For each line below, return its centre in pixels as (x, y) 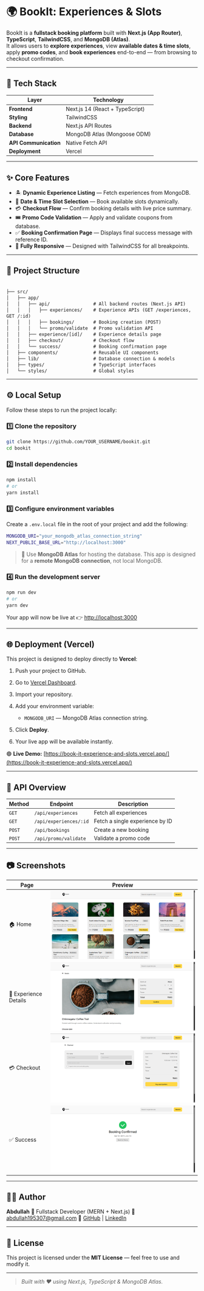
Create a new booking (121, 829)
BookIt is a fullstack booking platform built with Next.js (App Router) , (94, 33)
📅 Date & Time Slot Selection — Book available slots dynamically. (97, 202)
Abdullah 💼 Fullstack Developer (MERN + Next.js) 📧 (71, 1212)
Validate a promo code (122, 838)
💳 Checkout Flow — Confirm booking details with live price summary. (104, 208)
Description (133, 804)
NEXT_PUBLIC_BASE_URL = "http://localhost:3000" (66, 543)
